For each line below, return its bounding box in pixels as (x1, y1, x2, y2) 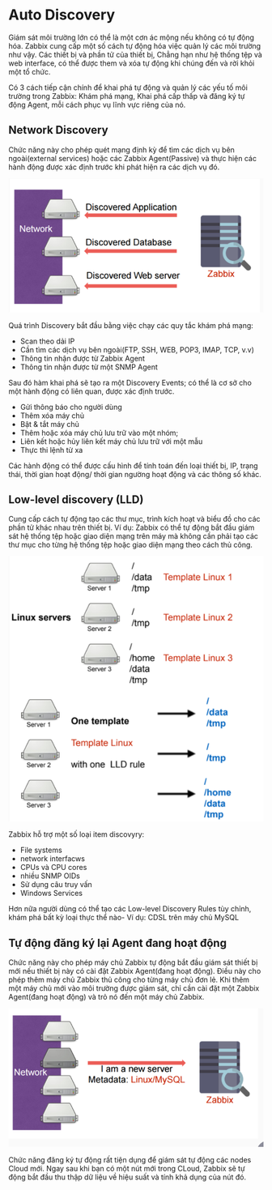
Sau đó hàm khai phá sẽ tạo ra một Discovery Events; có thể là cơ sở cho (8, 377, 253, 387)
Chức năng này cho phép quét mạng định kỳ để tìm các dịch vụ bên (8, 144, 235, 155)
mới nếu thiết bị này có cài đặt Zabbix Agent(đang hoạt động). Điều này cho (8, 966, 261, 975)
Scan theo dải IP (19, 336, 75, 346)
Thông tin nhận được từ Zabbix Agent (19, 353, 146, 363)
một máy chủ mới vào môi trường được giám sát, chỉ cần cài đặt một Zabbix (8, 983, 260, 993)
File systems (19, 845, 62, 855)
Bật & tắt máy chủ (19, 419, 79, 429)
